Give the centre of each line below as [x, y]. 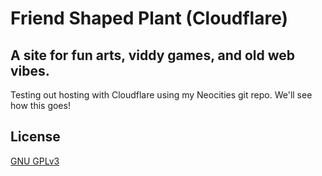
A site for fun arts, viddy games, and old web [153, 55]
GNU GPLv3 [35, 161]
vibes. [30, 70]
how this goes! [40, 105]
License [35, 137]
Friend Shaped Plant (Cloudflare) [149, 18]
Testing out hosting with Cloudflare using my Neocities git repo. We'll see [161, 95]
